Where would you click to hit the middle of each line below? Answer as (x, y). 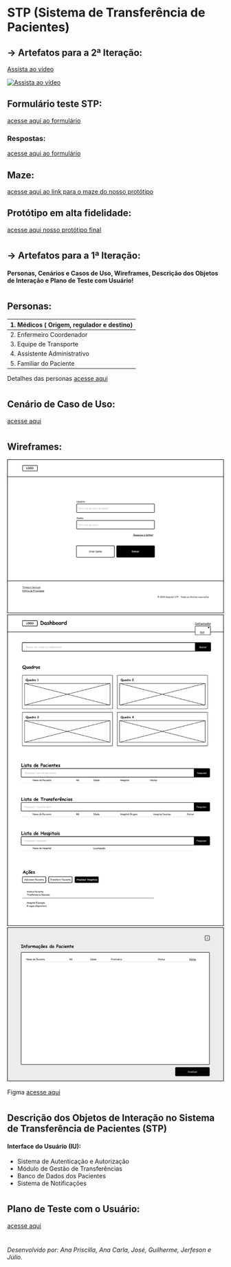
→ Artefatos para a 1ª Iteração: (74, 255)
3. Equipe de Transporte (44, 344)
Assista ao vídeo (31, 69)
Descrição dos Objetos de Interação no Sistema (111, 1118)
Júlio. (15, 1257)
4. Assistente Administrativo (49, 354)
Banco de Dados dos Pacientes (62, 1176)
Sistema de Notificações (52, 1183)
